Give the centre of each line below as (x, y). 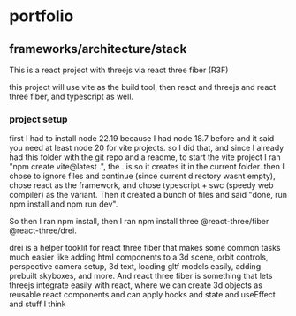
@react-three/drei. (43, 230)
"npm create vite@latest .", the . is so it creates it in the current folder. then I (147, 167)
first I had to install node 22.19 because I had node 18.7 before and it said (142, 139)
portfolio (42, 16)
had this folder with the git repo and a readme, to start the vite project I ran (145, 157)
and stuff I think (38, 304)
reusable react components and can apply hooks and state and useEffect (142, 295)
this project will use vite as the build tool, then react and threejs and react (143, 87)
